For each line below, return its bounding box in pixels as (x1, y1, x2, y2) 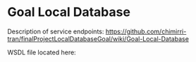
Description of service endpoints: (7, 27, 104, 36)
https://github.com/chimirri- (105, 27, 187, 36)
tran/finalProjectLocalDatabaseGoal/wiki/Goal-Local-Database (7, 34, 189, 42)
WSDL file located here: (7, 48, 76, 56)
